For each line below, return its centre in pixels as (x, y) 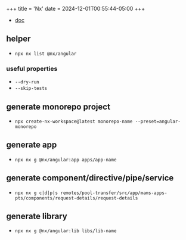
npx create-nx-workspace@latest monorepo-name (74, 121)
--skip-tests (31, 89)
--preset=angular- (158, 121)
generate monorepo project (58, 107)
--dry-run (27, 82)
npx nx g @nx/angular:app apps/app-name (66, 160)
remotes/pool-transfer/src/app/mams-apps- (114, 193)
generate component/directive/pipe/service (90, 178)
